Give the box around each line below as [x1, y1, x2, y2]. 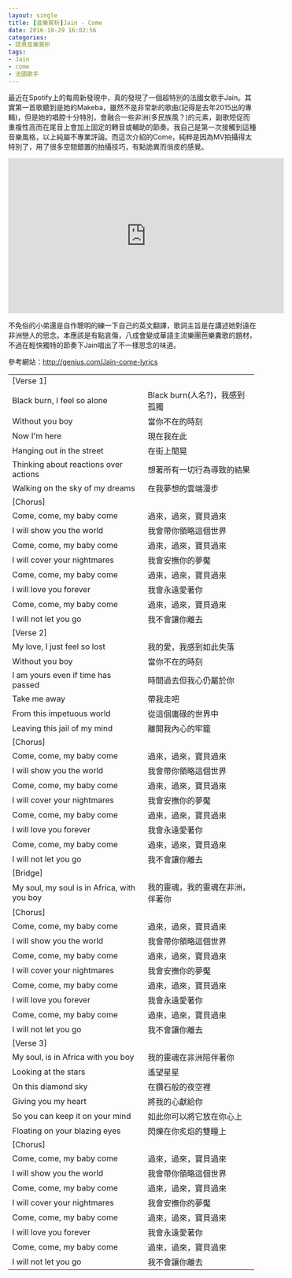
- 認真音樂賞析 [8, 41, 51, 49]
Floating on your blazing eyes [12, 1125, 121, 1136]
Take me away [12, 693, 65, 704]
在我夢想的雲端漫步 [147, 483, 219, 494]
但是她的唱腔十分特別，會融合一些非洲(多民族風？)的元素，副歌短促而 [24, 112, 250, 122]
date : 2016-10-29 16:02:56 [8, 26, 97, 34]
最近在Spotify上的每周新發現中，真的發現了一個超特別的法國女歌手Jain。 [8, 92, 246, 102]
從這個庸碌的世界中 [147, 708, 219, 719]
